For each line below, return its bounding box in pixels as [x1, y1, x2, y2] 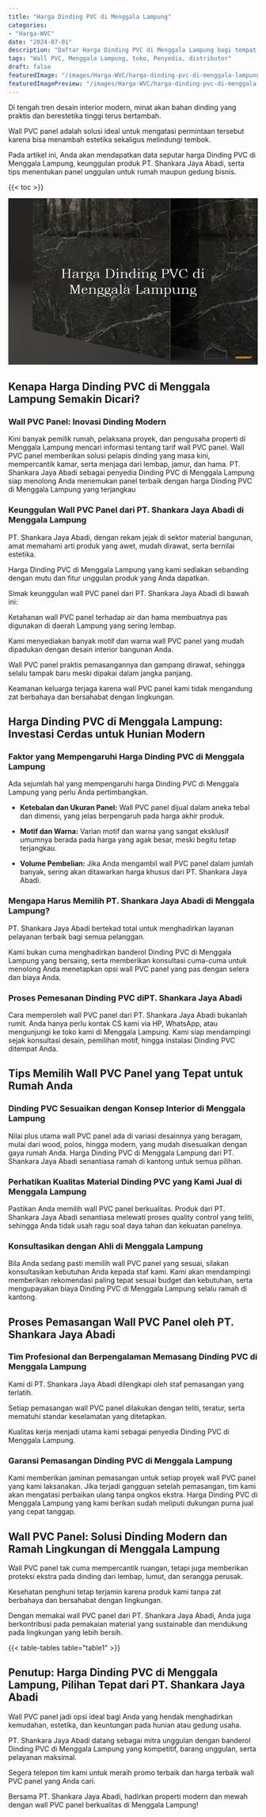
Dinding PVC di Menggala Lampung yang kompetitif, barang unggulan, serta [8, 1744, 256, 1754]
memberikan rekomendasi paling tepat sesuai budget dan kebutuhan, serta [8, 1276, 253, 1285]
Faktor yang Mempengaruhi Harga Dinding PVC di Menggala [8, 751, 245, 762]
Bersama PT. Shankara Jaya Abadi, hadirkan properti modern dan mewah [8, 1792, 248, 1801]
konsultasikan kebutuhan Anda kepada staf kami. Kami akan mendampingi [8, 1267, 251, 1276]
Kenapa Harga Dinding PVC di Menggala [8, 381, 211, 394]
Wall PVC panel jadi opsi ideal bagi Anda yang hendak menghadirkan [8, 1712, 234, 1721]
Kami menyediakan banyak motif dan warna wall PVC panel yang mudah [8, 636, 245, 645]
